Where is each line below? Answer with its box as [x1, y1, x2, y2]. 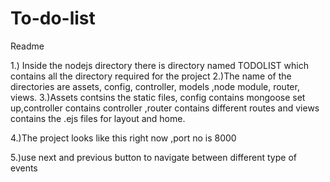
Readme [10, 40, 45, 52]
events [10, 162, 38, 174]
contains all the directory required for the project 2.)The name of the [10, 70, 292, 82]
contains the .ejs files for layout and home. [10, 112, 186, 124]
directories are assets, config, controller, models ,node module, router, [10, 80, 300, 92]
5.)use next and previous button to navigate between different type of [10, 151, 297, 163]
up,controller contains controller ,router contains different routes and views [10, 102, 320, 114]
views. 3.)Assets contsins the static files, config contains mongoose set [10, 91, 306, 103]
